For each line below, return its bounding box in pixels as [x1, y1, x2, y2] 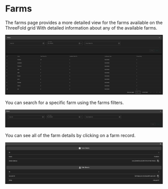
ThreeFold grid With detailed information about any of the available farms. [5, 24, 157, 30]
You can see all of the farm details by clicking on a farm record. [5, 132, 136, 138]
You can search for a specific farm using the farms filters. [5, 99, 124, 105]
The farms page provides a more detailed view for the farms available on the [5, 19, 163, 25]
